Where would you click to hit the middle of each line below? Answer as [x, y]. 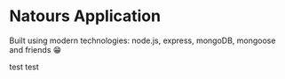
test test [24, 67]
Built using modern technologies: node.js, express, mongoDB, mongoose [142, 40]
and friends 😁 [36, 49]
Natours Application [85, 16]
